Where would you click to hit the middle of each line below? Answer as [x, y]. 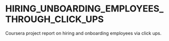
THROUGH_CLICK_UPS [55, 19]
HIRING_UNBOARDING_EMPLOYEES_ [84, 9]
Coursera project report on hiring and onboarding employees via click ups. [83, 33]
